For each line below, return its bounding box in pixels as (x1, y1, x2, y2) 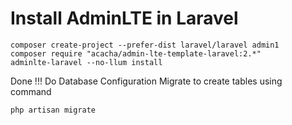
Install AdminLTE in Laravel (10, 7, 239, 30)
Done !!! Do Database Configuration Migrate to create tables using (10, 75, 283, 87)
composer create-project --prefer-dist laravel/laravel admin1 (10, 40, 280, 50)
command (10, 85, 52, 97)
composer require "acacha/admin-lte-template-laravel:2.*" (10, 48, 262, 59)
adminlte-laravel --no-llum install (10, 57, 163, 67)
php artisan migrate (10, 105, 97, 115)
